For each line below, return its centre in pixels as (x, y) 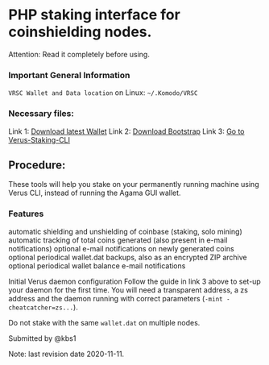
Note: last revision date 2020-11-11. (66, 354)
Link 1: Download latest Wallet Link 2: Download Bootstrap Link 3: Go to (126, 131)
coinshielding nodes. (80, 32)
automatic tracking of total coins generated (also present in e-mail (118, 240)
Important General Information (69, 75)
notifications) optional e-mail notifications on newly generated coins (122, 248)
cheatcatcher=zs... (41, 308)
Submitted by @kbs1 (42, 338)
